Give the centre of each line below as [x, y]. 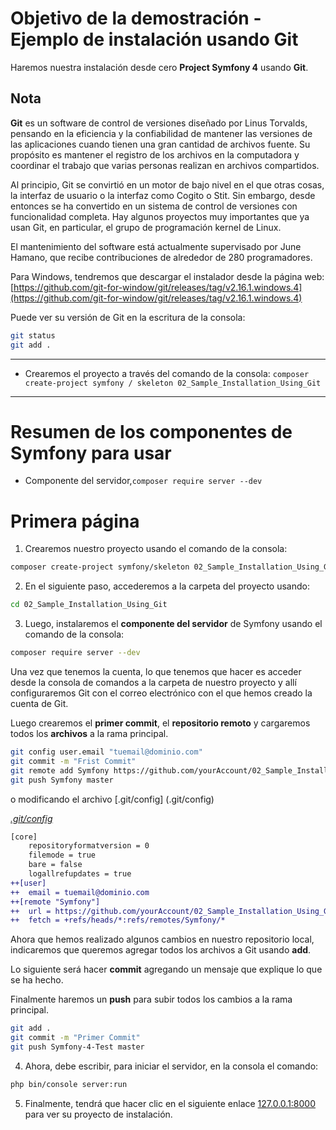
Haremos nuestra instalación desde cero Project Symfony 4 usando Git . [159, 67]
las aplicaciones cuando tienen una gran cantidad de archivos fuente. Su [160, 144]
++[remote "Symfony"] [55, 902]
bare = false [55, 865]
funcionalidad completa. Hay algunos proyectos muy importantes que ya [160, 216]
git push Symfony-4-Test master [77, 1047]
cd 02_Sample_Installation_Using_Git [89, 605]
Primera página [75, 521]
